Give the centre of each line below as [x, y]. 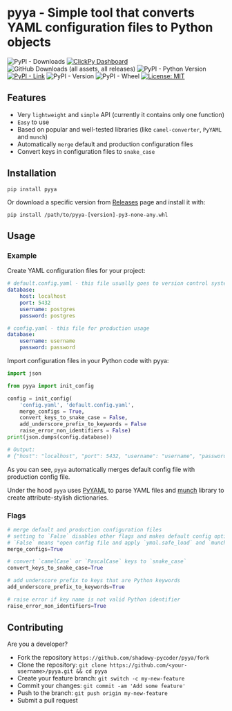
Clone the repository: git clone [62, 665]
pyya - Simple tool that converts [101, 13]
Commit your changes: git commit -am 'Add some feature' [101, 686]
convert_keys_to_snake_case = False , [74, 418]
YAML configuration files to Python [110, 27]
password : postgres [48, 316]
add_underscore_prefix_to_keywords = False [83, 424]
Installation [32, 174]
